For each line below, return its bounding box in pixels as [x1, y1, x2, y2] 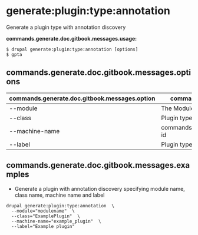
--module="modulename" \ [11, 208, 75, 214]
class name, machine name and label [14, 191, 105, 198]
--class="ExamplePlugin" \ [11, 213, 81, 219]
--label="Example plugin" [11, 223, 75, 229]
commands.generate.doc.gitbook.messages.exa [6, 160, 190, 170]
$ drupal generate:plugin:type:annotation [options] [6, 46, 138, 52]
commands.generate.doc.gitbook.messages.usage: [6, 35, 137, 42]
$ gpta [6, 51, 22, 57]
